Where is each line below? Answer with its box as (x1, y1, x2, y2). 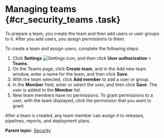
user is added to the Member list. (12, 87, 81, 93)
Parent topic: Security (5, 127, 51, 133)
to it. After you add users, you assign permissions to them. (5, 36, 125, 42)
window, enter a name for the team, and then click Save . (12, 71, 129, 77)
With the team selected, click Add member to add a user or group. (12, 76, 150, 82)
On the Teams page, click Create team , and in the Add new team (12, 66, 146, 72)
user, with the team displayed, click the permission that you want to (12, 97, 151, 103)
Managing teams (5, 3, 76, 15)
